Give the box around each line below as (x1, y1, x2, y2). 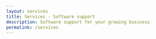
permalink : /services (6, 24, 59, 30)
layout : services (6, 8, 48, 14)
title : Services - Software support (6, 14, 95, 19)
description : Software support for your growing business (6, 19, 150, 25)
